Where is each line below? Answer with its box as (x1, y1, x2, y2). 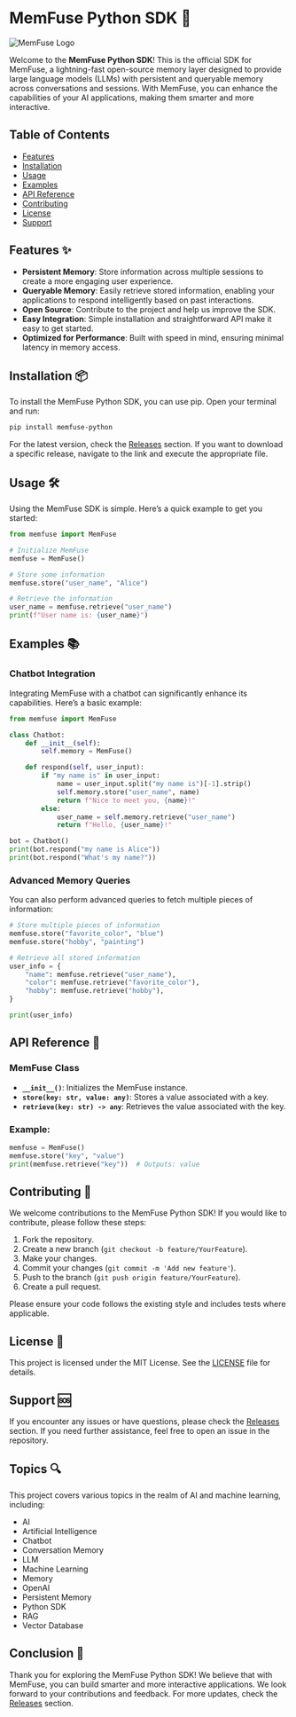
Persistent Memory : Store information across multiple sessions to (21, 266, 264, 277)
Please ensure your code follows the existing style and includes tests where (9, 1299, 286, 1310)
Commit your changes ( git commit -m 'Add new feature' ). (21, 1263, 237, 1273)
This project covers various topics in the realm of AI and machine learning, (9, 1490, 281, 1500)
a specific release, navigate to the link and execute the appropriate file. (9, 448, 269, 460)
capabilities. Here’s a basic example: (9, 697, 142, 708)
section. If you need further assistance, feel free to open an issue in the (9, 1425, 270, 1436)
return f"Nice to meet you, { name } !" (56, 796, 197, 805)
